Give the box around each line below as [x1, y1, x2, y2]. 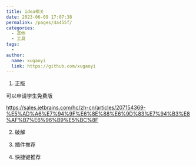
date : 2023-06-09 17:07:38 [6, 14, 72, 20]
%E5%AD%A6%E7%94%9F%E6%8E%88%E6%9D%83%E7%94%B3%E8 [6, 110, 190, 117]
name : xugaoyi [11, 57, 46, 63]
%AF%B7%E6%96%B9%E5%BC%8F [6, 117, 99, 124]
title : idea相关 [6, 8, 44, 15]
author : [6, 52, 25, 58]
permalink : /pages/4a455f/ [6, 19, 72, 25]
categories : [6, 25, 35, 31]
